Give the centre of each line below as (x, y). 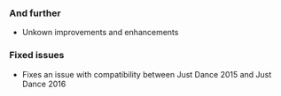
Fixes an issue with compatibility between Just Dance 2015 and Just (147, 74)
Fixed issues (37, 55)
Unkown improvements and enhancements (100, 33)
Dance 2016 (44, 84)
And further (35, 13)
